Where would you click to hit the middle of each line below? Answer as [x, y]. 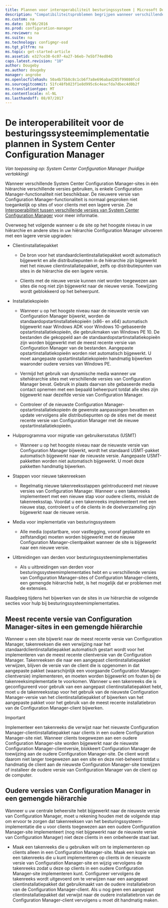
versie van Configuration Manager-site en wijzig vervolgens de [77, 862]
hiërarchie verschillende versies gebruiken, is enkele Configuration [74, 189]
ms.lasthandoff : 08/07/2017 [34, 98]
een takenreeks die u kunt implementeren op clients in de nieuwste [81, 857]
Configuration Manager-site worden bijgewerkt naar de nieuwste [72, 743]
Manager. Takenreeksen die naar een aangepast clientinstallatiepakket [78, 660]
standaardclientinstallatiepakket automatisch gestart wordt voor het [75, 649]
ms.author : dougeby [25, 70]
